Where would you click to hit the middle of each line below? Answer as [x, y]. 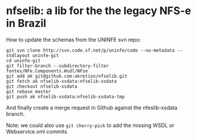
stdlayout [18, 55]
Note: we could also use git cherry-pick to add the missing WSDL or [90, 125]
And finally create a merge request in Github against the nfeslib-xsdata [92, 108]
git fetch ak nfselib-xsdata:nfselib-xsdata [61, 81]
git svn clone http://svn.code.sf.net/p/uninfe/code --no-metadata [91, 50]
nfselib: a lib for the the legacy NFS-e [99, 11]
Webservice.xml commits [37, 131]
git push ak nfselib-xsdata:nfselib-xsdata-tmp [66, 96]
